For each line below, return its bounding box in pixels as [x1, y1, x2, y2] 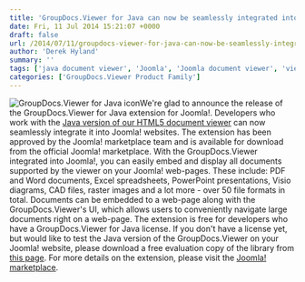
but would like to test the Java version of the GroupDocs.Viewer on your [9, 233, 280, 244]
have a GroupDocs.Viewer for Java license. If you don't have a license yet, [9, 223, 288, 234]
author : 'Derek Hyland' [9, 47, 100, 56]
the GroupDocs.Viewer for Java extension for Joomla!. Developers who [9, 106, 276, 118]
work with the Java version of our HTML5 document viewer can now [9, 116, 266, 127]
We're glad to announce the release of [139, 97, 283, 108]
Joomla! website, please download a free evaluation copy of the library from [9, 242, 295, 253]
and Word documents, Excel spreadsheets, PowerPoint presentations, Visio [9, 175, 291, 186]
